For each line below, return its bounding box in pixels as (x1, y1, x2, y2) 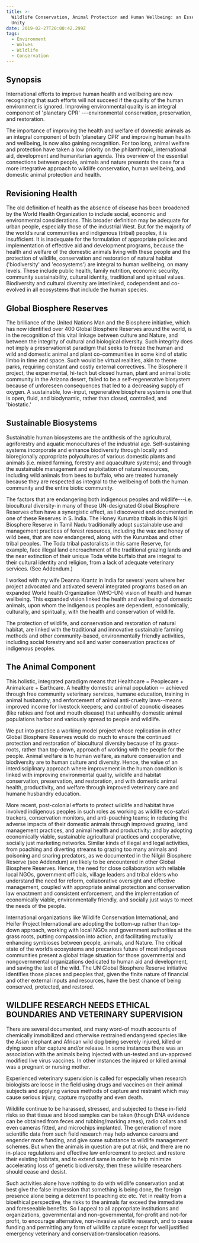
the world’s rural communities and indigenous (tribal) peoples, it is (6, 230, 168, 237)
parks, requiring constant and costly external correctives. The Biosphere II (6, 363, 188, 371)
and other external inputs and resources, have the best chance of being (6, 977, 181, 984)
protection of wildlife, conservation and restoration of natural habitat (6, 254, 173, 262)
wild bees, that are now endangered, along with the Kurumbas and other (6, 533, 182, 540)
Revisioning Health (6, 188, 78, 199)
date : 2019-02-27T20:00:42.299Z (6, 25, 86, 31)
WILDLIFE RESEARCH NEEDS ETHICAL (6, 1000, 150, 1011)
